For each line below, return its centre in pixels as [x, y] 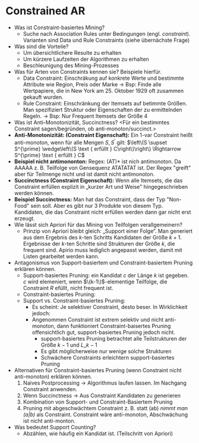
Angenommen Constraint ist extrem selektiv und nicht [98, 319]
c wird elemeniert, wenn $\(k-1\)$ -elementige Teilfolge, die [95, 282]
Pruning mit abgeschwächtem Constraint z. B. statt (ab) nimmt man [105, 408]
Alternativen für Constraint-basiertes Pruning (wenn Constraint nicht [98, 370]
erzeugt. [24, 218]
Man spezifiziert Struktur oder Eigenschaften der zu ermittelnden [102, 110]
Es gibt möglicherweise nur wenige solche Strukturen [106, 351]
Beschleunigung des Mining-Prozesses [71, 65]
